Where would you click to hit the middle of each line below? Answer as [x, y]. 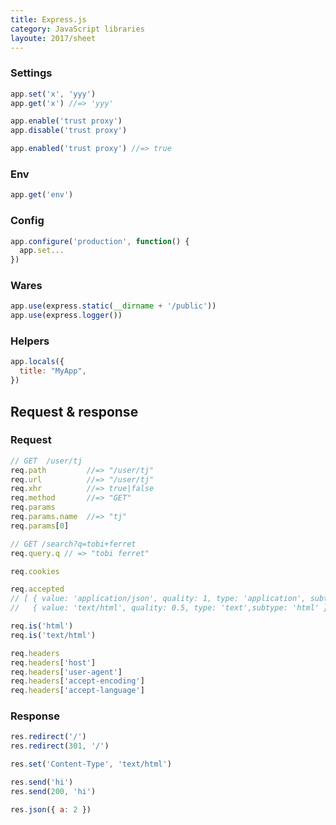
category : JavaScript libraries [77, 29]
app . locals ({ [37, 362]
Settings [31, 73]
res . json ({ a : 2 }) [51, 809]
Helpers [30, 341]
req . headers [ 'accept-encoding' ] [77, 681]
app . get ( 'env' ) [42, 195]
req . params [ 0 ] [40, 526]
